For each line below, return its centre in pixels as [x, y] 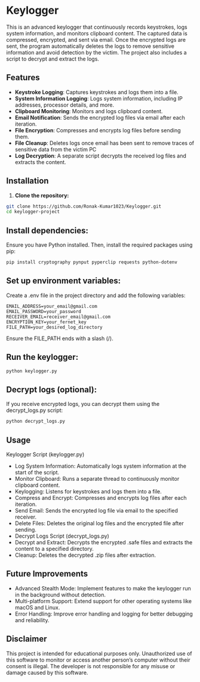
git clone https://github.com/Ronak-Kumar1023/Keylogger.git [84, 206]
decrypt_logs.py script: [35, 410]
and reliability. [32, 620]
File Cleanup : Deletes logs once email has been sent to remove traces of [104, 143]
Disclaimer [27, 639]
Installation [27, 181]
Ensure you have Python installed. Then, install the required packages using [99, 245]
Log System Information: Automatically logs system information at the [101, 466]
